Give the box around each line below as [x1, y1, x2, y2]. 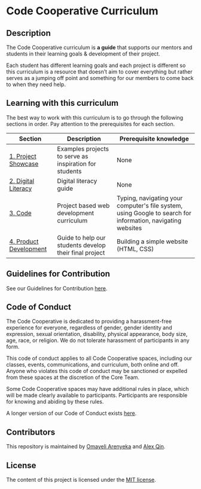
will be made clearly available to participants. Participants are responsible [6, 392, 188, 399]
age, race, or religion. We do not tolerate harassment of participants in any [6, 337, 190, 344]
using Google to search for [116, 209, 191, 217]
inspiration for [57, 160, 97, 168]
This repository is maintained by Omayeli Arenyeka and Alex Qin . [6, 443, 166, 450]
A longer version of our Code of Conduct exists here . [6, 409, 137, 417]
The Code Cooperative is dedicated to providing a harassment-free [6, 318, 172, 325]
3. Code [9, 209, 32, 217]
